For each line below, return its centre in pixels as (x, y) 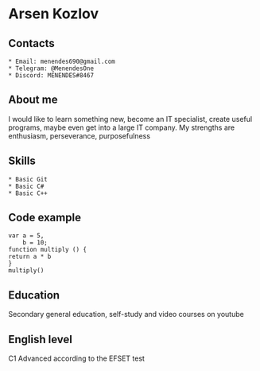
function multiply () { (48, 250)
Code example (45, 218)
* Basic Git (28, 179)
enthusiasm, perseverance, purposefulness (80, 135)
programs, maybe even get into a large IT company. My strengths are (122, 127)
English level (41, 339)
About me (33, 100)
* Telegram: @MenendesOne (51, 68)
